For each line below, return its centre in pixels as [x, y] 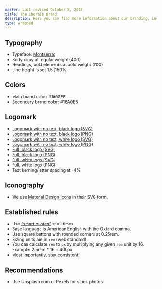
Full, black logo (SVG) [34, 149]
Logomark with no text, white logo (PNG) [52, 144]
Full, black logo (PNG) [34, 154]
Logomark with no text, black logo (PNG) [52, 134]
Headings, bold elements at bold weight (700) [57, 65]
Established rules [32, 212]
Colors [15, 85]
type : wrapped [19, 23]
